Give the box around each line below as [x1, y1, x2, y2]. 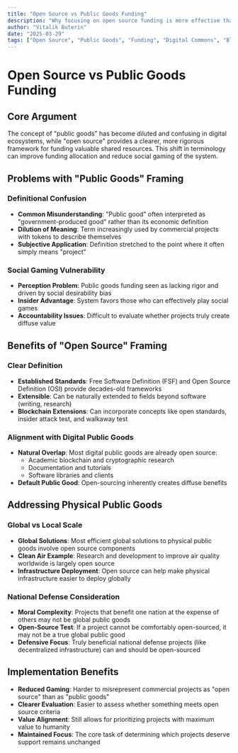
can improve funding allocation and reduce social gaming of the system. [7, 152, 218, 160]
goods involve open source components [17, 544, 136, 552]
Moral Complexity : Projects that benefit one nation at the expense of [17, 608, 220, 617]
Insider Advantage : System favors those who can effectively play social [17, 296, 229, 305]
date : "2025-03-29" [7, 30, 65, 38]
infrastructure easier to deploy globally [17, 574, 131, 582]
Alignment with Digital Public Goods [7, 432, 134, 442]
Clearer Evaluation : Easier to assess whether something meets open [17, 700, 219, 708]
